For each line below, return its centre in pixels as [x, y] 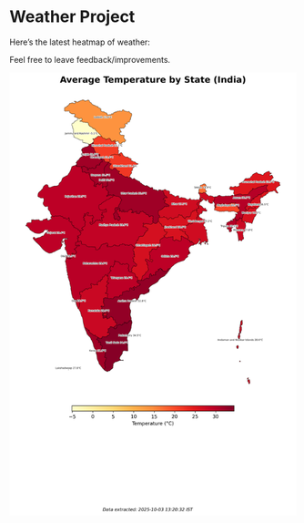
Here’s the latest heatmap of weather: [80, 42]
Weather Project [72, 17]
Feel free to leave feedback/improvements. [90, 59]
